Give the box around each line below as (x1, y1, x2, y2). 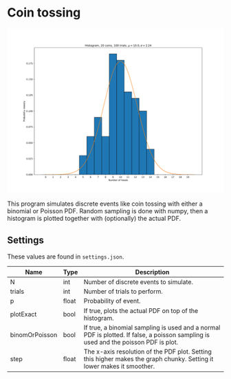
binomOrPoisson (10, 330, 58, 338)
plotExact (10, 310, 37, 318)
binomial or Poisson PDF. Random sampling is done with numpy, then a (7, 207, 208, 215)
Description (135, 268, 170, 276)
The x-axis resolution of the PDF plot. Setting (83, 347, 212, 356)
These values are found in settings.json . (7, 252, 124, 261)
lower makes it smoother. (83, 362, 155, 371)
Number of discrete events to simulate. (83, 277, 194, 286)
